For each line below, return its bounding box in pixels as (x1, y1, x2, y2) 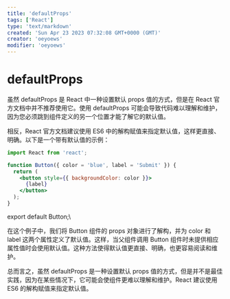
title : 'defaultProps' (7, 10, 72, 17)
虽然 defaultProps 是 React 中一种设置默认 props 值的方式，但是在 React (7, 95, 212, 103)
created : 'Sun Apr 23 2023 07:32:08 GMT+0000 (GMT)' (7, 29, 161, 36)
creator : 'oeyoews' (7, 36, 63, 43)
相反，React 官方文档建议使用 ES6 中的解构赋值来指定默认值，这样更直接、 (7, 126, 220, 135)
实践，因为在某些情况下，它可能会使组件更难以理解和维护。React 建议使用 (7, 276, 218, 284)
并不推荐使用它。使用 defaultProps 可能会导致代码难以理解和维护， (30, 104, 222, 112)
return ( (13, 168, 38, 175)
